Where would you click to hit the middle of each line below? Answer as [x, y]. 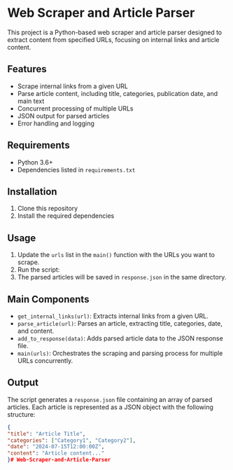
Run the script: [38, 270]
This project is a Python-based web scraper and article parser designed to [115, 32]
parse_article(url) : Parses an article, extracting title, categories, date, [120, 323]
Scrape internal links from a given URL [72, 86]
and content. [36, 331]
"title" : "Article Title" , [47, 434]
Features [27, 69]
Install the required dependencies [66, 216]
